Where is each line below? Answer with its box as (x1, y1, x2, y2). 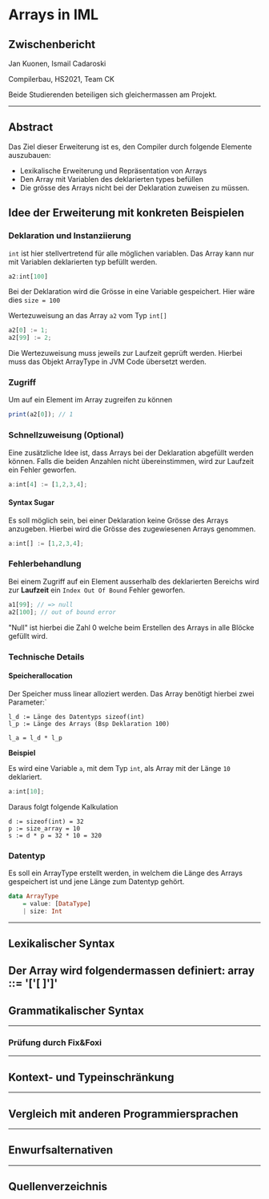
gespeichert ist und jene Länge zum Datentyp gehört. (8, 876, 185, 886)
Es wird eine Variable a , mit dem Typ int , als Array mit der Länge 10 (8, 763, 231, 773)
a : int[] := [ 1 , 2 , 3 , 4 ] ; (8, 539, 84, 547)
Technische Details (8, 651, 85, 662)
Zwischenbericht (8, 38, 96, 51)
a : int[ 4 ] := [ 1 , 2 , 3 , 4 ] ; (8, 480, 88, 488)
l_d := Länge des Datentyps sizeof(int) (8, 713, 146, 721)
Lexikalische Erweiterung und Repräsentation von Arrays (19, 166, 207, 176)
